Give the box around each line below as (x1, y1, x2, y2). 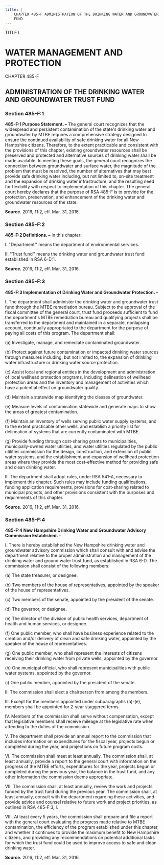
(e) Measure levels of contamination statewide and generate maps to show (5, 403, 156, 409)
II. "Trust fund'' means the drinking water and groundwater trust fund (5, 251, 145, 257)
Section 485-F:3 (5, 278, 45, 285)
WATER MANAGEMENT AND (5, 47, 123, 58)
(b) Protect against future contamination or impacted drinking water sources (5, 349, 159, 355)
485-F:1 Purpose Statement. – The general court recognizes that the (5, 121, 144, 127)
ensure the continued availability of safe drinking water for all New (5, 137, 139, 143)
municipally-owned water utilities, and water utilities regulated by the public (5, 443, 158, 449)
